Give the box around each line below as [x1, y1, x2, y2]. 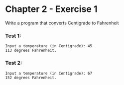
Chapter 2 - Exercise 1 [5, 3, 98, 15]
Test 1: [5, 32, 21, 39]
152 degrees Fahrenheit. [5, 75, 57, 80]
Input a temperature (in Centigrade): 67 [5, 71, 93, 76]
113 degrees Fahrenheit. [5, 48, 57, 53]
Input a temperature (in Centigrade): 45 [5, 44, 93, 49]
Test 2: [5, 60, 22, 67]
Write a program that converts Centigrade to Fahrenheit [5, 20, 119, 26]
